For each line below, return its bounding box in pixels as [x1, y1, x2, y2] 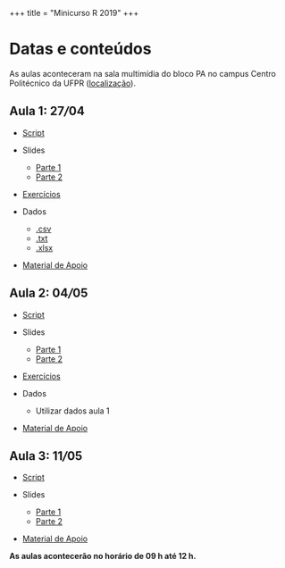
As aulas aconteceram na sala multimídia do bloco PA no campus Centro [9, 68, 277, 79]
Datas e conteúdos [9, 39, 152, 59]
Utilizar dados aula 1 [35, 405, 110, 416]
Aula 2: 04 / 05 [9, 286, 88, 301]
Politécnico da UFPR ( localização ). [9, 78, 137, 88]
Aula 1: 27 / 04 [9, 104, 85, 119]
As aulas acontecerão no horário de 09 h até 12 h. [9, 551, 197, 562]
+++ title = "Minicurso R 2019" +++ [9, 8, 139, 18]
